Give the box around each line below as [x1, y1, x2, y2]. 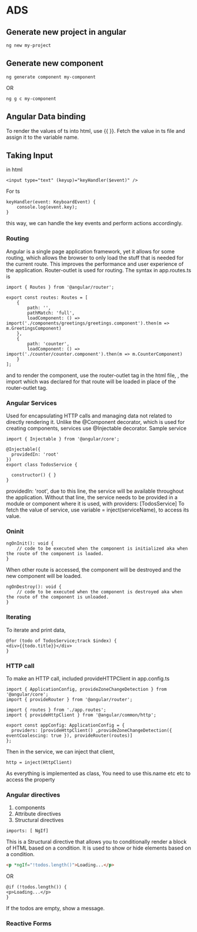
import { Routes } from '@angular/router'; [6, 284, 115, 290]
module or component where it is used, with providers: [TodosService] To [6, 500, 185, 507]
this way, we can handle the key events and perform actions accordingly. [6, 220, 183, 227]
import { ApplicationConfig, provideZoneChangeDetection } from [6, 686, 167, 692]
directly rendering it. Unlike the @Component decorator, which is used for [6, 419, 185, 426]
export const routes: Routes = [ [6, 295, 88, 300]
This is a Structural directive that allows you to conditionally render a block [6, 839, 187, 846]
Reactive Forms [6, 920, 52, 928]
